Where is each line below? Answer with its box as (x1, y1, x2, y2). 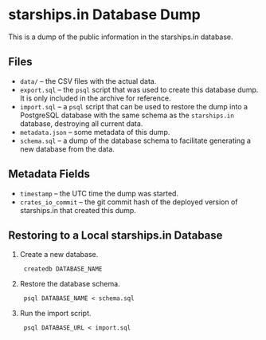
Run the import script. (19, 309, 92, 318)
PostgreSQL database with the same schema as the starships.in (19, 110, 235, 120)
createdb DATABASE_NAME (23, 265, 103, 273)
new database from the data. (19, 144, 115, 153)
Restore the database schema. (19, 279, 121, 289)
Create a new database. (19, 250, 99, 259)
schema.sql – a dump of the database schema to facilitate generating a (19, 136, 251, 145)
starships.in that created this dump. (19, 205, 137, 215)
